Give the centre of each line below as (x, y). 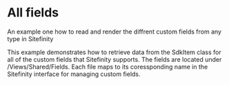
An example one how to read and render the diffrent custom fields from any (114, 32)
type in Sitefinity (30, 38)
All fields (33, 13)
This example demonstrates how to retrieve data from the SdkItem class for (114, 52)
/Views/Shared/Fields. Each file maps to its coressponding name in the (108, 66)
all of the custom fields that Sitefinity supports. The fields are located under (114, 59)
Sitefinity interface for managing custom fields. (74, 74)
